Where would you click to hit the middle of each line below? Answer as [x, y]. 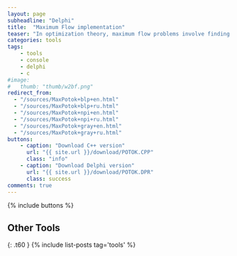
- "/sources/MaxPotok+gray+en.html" [68, 126]
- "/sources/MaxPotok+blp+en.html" [66, 100]
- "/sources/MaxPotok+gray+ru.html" [68, 133]
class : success [49, 179]
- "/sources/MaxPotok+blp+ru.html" [66, 106]
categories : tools [34, 40]
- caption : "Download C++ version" [73, 146]
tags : [15, 47]
